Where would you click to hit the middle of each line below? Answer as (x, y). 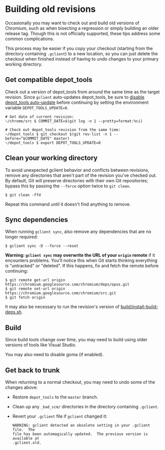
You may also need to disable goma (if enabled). (55, 355)
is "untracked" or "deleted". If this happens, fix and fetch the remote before (82, 266)
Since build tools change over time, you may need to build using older (76, 340)
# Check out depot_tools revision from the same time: (63, 130)
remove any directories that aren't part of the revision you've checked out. (81, 175)
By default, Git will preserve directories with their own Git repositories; (77, 180)
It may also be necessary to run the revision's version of (62, 307)
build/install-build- (139, 307)
